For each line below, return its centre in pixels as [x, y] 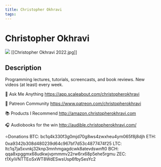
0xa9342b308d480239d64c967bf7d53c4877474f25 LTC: [63, 144]
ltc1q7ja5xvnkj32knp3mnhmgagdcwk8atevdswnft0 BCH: [62, 149]
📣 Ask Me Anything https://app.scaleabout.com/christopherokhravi [72, 94]
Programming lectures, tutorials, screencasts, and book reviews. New [75, 80]
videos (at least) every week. [34, 85]
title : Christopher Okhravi [34, 10]
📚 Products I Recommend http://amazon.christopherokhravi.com [71, 113]
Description [23, 68]
